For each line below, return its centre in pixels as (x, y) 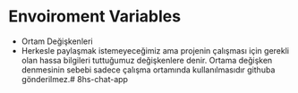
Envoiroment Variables (94, 17)
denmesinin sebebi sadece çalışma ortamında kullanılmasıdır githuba (148, 70)
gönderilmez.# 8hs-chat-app (75, 79)
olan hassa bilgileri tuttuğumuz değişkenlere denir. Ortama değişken (147, 60)
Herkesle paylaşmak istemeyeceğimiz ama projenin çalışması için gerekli (155, 50)
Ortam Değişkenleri (57, 41)
